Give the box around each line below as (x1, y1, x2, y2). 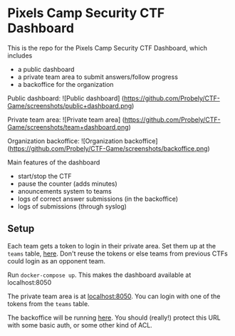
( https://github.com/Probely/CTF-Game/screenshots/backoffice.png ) (7, 144, 210, 152)
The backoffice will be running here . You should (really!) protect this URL (7, 313, 221, 322)
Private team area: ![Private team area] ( (7, 115, 125, 124)
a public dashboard (17, 65, 75, 73)
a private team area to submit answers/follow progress (17, 73, 178, 81)
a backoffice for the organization (17, 80, 114, 88)
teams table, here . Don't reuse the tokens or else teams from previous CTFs (7, 249, 228, 258)
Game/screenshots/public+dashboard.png (7, 101, 132, 110)
